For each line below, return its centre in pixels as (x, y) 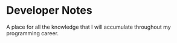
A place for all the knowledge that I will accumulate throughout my (88, 27)
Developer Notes (49, 10)
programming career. (33, 33)
